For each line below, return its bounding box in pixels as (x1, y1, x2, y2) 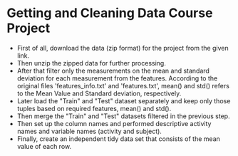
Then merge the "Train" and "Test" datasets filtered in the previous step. (16, 112, 230, 120)
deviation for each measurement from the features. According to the (16, 73, 218, 83)
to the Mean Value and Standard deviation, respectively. (16, 89, 182, 98)
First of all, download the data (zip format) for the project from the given (16, 43, 229, 52)
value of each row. (16, 142, 72, 150)
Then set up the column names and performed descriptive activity (16, 119, 212, 128)
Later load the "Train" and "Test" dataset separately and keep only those (16, 96, 231, 105)
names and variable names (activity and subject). (16, 127, 162, 135)
